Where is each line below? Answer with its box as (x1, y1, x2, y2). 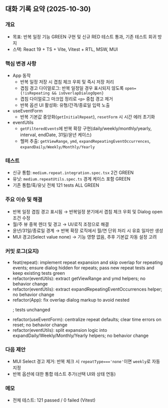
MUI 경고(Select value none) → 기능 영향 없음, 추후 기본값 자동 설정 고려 (12, 234, 157, 240)
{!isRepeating (20, 90, 50, 96)
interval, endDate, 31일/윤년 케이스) (20, 132, 92, 138)
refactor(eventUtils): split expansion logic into (12, 327, 107, 333)
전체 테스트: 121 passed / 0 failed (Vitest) (12, 397, 96, 403)
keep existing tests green (12, 270, 66, 276)
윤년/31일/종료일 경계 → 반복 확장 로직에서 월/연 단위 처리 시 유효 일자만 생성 (12, 227, 163, 234)
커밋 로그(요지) (5, 248, 39, 255)
